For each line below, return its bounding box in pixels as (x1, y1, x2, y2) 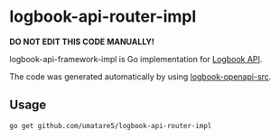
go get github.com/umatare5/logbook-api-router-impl (9, 121, 212, 130)
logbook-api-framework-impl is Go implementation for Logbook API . (9, 53, 263, 64)
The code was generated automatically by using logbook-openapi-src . (9, 70, 272, 82)
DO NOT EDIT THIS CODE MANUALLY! (9, 36, 155, 47)
